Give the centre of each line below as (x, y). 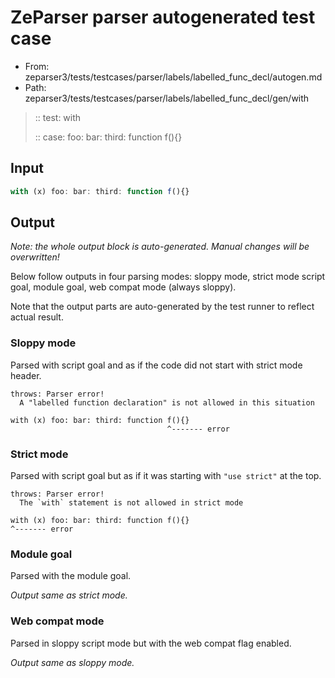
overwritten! (35, 257)
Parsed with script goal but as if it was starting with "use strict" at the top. (166, 476)
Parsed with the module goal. (71, 576)
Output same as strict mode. (69, 595)
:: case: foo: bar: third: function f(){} (108, 137)
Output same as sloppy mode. (72, 662)
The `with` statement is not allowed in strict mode (131, 503)
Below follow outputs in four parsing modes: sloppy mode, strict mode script (168, 277)
